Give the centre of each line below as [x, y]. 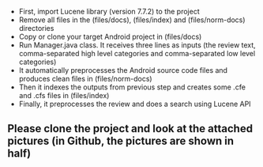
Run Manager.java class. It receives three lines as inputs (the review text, [137, 45]
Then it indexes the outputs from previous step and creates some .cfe [132, 87]
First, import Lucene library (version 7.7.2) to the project [109, 11]
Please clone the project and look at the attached [130, 129]
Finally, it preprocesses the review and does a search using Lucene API [135, 104]
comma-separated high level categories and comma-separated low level [137, 53]
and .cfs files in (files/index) [64, 95]
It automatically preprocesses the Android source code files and [123, 70]
